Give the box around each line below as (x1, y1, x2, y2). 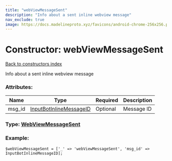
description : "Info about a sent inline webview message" (5, 12, 132, 17)
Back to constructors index (5, 61, 62, 67)
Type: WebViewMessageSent (5, 121, 80, 128)
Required (95, 97, 119, 104)
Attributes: (5, 84, 33, 91)
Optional (95, 106, 116, 113)
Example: (5, 134, 29, 142)
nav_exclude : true (5, 17, 45, 22)
